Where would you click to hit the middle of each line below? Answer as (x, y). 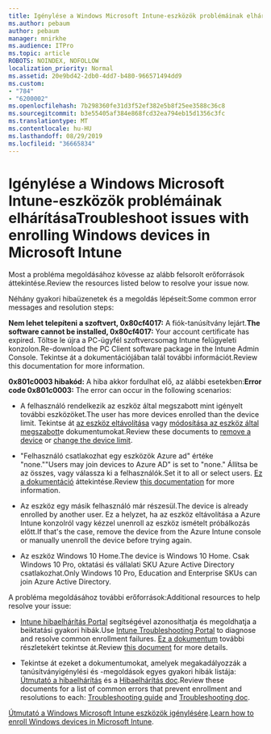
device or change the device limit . (76, 441)
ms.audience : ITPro (41, 46)
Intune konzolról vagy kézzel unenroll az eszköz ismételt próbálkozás (135, 523)
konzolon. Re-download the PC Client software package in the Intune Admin (134, 349)
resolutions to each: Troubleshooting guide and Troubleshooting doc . (135, 698)
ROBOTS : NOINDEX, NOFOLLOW (54, 61)
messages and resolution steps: (61, 307)
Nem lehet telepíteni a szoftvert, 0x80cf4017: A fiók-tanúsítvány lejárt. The (134, 323)
